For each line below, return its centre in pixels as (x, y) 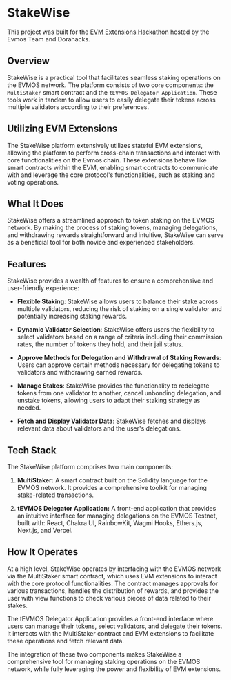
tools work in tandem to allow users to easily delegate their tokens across (111, 100)
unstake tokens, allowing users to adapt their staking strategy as (109, 400)
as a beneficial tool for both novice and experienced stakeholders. (101, 243)
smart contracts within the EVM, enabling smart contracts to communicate (113, 167)
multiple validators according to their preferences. (78, 107)
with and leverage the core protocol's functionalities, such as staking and (111, 175)
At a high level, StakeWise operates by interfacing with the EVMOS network (114, 569)
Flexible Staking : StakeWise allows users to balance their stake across (118, 301)
